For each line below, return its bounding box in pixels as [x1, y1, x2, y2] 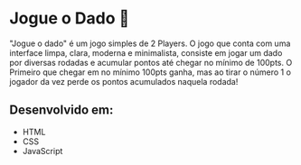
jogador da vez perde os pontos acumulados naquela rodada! [9, 76, 239, 87]
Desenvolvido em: [9, 103, 114, 118]
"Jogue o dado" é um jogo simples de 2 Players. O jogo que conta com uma [9, 38, 291, 49]
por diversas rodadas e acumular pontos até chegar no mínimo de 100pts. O [9, 57, 293, 68]
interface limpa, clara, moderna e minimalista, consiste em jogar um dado [9, 47, 283, 58]
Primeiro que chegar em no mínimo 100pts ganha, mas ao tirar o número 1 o [9, 67, 292, 78]
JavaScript [22, 145, 63, 156]
